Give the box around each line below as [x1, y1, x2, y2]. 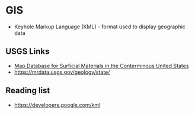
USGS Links [5, 47, 50, 57]
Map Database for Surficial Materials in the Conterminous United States [14, 62, 189, 69]
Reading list [5, 86, 50, 96]
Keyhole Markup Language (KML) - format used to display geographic [14, 23, 186, 30]
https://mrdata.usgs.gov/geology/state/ [14, 69, 110, 76]
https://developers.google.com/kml [14, 101, 101, 108]
